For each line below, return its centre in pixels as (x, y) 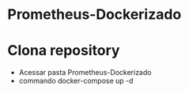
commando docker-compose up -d (76, 81)
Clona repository (64, 51)
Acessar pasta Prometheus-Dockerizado (85, 73)
